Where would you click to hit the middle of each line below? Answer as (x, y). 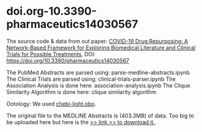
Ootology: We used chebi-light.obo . (51, 104)
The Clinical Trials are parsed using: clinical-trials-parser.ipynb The (91, 79)
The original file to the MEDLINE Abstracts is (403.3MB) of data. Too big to (100, 116)
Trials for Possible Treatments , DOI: (51, 54)
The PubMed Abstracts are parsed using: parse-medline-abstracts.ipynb (98, 72)
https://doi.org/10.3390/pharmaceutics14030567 (68, 61)
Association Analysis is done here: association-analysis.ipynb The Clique (99, 85)
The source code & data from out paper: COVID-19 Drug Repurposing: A (97, 41)
